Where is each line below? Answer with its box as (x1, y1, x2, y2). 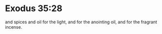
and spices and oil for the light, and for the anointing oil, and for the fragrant (5, 19, 157, 25)
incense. (5, 24, 22, 30)
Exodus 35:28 (5, 3, 62, 14)
